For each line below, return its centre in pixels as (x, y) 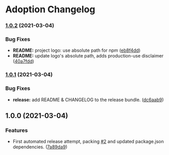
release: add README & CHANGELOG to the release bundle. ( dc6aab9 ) (88, 100)
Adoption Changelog (50, 9)
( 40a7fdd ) (23, 61)
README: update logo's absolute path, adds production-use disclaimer (88, 56)
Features (17, 130)
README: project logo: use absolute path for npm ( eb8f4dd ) (77, 50)
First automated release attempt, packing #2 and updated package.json (88, 142)
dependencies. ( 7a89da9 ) (40, 147)
